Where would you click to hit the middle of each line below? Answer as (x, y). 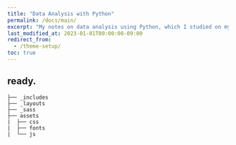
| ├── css (23, 122)
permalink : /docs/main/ (42, 20)
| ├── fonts (26, 128)
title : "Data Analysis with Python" (61, 14)
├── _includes (28, 97)
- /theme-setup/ (37, 46)
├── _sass (22, 109)
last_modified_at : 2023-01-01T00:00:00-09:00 (75, 33)
